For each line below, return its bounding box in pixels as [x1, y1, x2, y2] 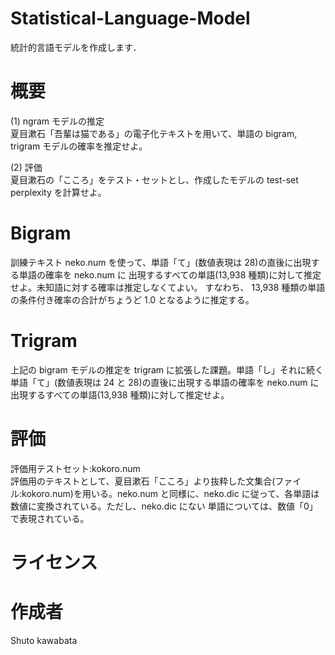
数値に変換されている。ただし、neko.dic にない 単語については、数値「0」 [10, 500, 318, 512]
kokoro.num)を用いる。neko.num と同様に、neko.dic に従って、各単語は [21, 487, 320, 499]
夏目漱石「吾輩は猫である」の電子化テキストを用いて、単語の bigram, [10, 127, 298, 139]
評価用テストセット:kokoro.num [10, 462, 141, 474]
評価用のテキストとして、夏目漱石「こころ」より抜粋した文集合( [10, 475, 276, 487]
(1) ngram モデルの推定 [10, 115, 105, 127]
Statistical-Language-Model [10, 7, 251, 30]
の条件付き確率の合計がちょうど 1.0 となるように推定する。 [10, 293, 255, 306]
